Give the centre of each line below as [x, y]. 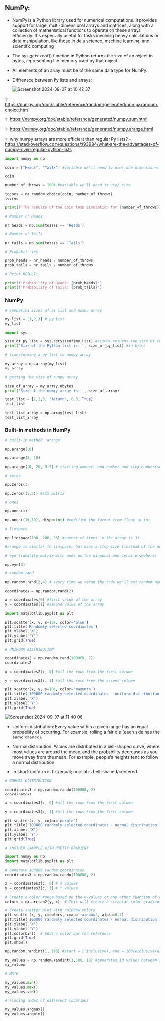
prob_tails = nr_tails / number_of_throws [49, 265]
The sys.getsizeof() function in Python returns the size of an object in [82, 56]
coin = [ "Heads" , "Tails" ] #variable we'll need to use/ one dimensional [82, 167]
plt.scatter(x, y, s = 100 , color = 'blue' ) [47, 622]
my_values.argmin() [25, 1014]
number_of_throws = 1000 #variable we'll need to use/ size [68, 185]
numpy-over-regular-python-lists [39, 149]
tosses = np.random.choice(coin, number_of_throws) [59, 194]
